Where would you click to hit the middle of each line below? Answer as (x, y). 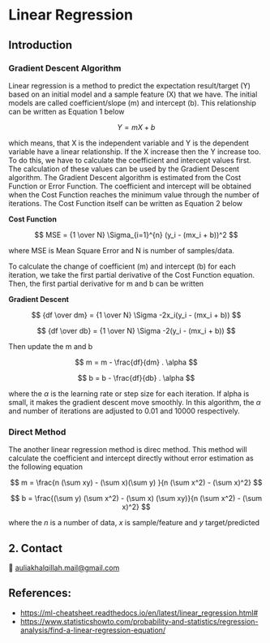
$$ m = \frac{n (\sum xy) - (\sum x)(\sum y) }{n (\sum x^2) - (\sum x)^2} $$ (136, 483)
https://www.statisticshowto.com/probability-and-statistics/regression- (139, 621)
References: (40, 593)
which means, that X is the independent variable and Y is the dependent (129, 143)
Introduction (41, 45)
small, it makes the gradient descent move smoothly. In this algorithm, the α (135, 402)
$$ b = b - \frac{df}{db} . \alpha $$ (136, 378)
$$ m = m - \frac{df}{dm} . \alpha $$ (136, 362)
